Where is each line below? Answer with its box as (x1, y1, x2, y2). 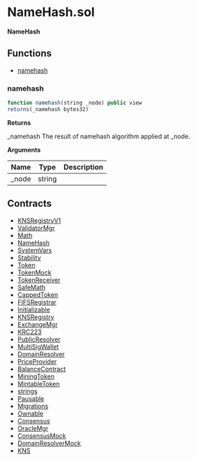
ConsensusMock (17, 431, 66, 440)
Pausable (17, 394, 45, 402)
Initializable (17, 305, 50, 314)
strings (17, 387, 38, 395)
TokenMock (17, 268, 52, 277)
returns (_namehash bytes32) (7, 105, 89, 112)
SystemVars (17, 246, 52, 254)
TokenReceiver (17, 275, 61, 284)
